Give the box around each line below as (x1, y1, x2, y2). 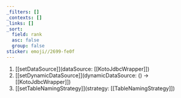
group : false (12, 43, 45, 49)
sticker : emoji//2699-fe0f (6, 49, 75, 55)
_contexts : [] (6, 15, 43, 21)
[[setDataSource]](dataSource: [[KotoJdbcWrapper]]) (15, 65, 150, 72)
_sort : (6, 26, 23, 32)
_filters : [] (6, 9, 40, 15)
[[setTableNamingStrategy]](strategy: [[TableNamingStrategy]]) (15, 85, 175, 92)
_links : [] (6, 20, 34, 26)
